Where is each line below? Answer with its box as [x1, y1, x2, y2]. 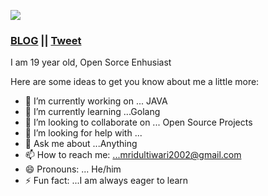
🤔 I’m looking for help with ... [24, 127, 143, 139]
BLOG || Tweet [10, 33, 82, 47]
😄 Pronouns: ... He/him [24, 163, 122, 175]
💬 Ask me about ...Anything [24, 138, 138, 150]
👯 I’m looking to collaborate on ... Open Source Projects [24, 116, 253, 129]
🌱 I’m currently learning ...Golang [24, 106, 161, 118]
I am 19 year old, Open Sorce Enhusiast [10, 56, 172, 69]
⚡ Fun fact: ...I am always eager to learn [24, 175, 189, 187]
